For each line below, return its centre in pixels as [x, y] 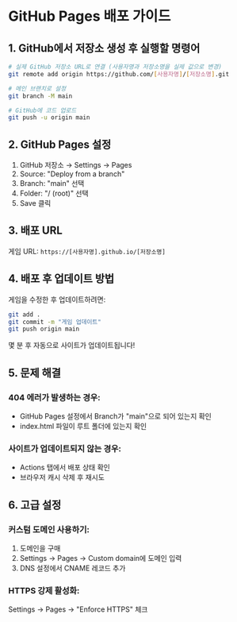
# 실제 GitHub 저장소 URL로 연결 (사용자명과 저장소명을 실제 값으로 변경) [115, 67]
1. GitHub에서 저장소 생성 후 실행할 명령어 [104, 48]
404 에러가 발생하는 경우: [54, 397]
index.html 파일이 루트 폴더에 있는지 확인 [83, 426]
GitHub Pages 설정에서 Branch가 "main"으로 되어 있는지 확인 [115, 416]
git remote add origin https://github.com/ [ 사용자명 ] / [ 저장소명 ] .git [119, 74]
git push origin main [44, 329]
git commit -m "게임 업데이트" [55, 322]
